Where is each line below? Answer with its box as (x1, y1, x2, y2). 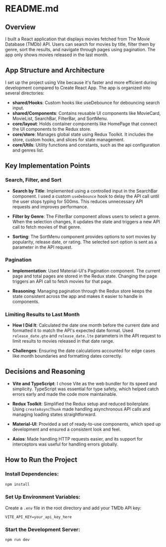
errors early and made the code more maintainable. (12, 391, 117, 397)
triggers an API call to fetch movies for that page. (12, 278, 113, 284)
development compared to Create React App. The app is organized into (5, 85, 151, 91)
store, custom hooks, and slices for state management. (12, 136, 125, 142)
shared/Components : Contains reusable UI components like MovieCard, (12, 110, 161, 116)
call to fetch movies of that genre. (12, 224, 82, 230)
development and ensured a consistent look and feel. (12, 426, 121, 432)
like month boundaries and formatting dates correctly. (12, 353, 122, 359)
